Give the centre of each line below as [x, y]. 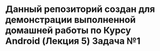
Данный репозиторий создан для [80, 9]
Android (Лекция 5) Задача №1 [73, 41]
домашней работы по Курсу [68, 30]
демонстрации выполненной [71, 20]
